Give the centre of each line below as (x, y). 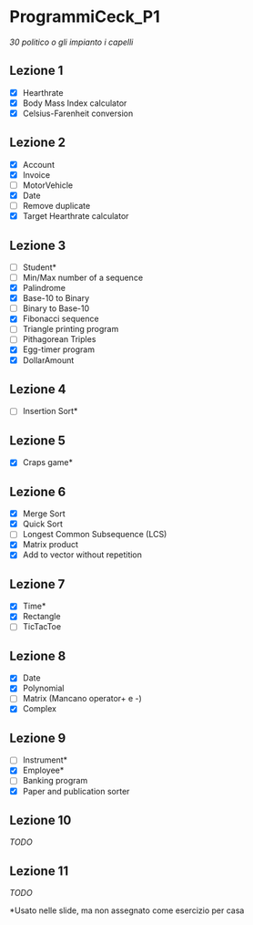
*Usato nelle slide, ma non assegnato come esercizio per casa (127, 910)
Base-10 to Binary (56, 298)
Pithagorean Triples (59, 339)
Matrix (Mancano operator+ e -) (82, 699)
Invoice (36, 174)
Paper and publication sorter (76, 791)
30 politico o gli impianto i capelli (71, 42)
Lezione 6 (38, 491)
